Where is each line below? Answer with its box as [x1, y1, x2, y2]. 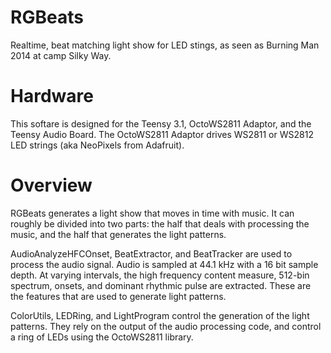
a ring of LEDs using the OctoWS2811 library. [10, 331, 194, 343]
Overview [10, 174, 93, 197]
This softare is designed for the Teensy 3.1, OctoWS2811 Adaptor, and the [10, 117, 312, 130]
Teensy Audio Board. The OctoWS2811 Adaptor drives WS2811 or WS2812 [10, 128, 314, 140]
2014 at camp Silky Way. [10, 49, 112, 61]
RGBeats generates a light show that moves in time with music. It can [10, 207, 295, 219]
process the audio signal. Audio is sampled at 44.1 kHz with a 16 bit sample [10, 258, 319, 270]
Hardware [10, 85, 94, 108]
